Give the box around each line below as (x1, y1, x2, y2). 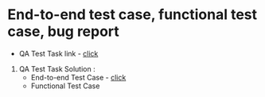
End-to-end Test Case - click (30, 72, 127, 82)
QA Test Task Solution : (18, 64, 96, 73)
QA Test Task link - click (18, 48, 99, 58)
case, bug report (7, 22, 120, 41)
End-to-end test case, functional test (7, 6, 258, 24)
